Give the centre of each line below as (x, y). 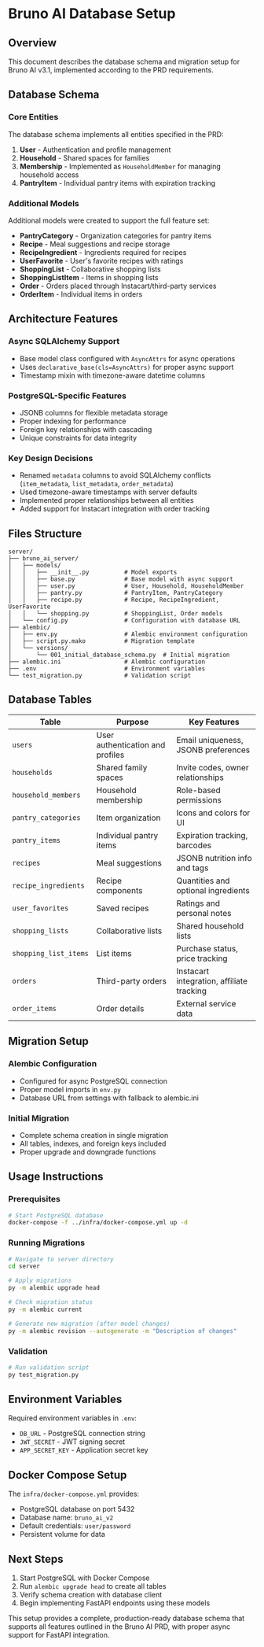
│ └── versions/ (38, 648)
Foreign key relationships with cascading (86, 429)
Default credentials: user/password (75, 1526)
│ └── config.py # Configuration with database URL (125, 621)
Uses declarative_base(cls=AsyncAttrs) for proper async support (126, 367)
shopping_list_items (50, 953)
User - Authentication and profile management (95, 150)
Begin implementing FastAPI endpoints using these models (115, 1603)
